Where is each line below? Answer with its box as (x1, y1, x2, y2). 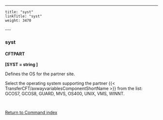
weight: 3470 (5, 18, 32, 23)
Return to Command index (5, 110, 57, 116)
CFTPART (5, 51, 25, 56)
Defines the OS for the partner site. (5, 71, 75, 77)
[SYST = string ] (5, 62, 38, 68)
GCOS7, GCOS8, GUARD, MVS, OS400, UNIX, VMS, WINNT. (5, 91, 125, 97)
